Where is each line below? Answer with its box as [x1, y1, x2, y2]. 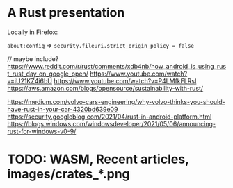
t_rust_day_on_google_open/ [7, 69, 89, 78]
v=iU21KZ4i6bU [7, 76, 52, 85]
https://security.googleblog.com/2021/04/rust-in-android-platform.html [7, 112, 212, 121]
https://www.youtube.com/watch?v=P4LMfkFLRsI [53, 76, 197, 85]
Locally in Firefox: [7, 28, 58, 36]
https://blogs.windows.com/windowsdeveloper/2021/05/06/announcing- [7, 119, 216, 128]
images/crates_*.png [7, 166, 130, 182]
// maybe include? [7, 54, 59, 63]
